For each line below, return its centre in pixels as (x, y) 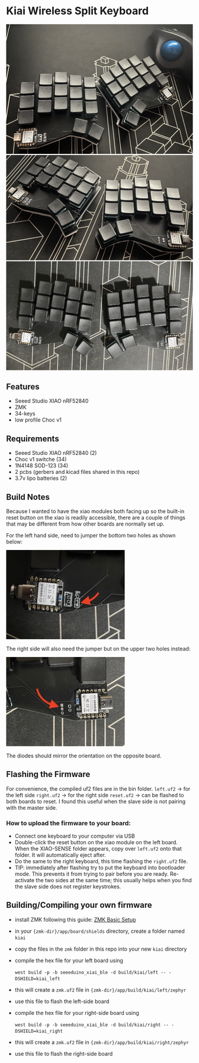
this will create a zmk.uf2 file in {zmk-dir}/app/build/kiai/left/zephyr (100, 990)
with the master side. (32, 807)
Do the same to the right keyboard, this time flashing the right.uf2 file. (101, 861)
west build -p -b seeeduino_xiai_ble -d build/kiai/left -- (90, 972)
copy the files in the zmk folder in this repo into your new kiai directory (101, 949)
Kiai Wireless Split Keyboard (78, 11)
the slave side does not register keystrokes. (68, 886)
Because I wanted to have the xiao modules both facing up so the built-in (95, 511)
